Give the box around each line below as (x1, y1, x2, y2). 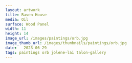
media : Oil (5, 17, 29, 22)
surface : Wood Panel (5, 21, 50, 27)
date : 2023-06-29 (5, 45, 47, 50)
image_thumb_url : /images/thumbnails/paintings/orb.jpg (5, 41, 127, 46)
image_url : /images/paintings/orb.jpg (5, 36, 88, 41)
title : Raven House (5, 12, 47, 17)
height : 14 (5, 31, 29, 36)
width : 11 (5, 26, 27, 31)
